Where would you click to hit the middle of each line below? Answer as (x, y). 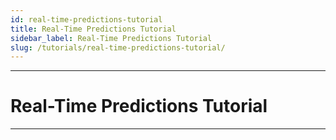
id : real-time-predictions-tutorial (86, 19)
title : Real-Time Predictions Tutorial (93, 29)
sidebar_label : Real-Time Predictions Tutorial (111, 38)
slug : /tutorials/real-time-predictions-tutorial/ (118, 47)
